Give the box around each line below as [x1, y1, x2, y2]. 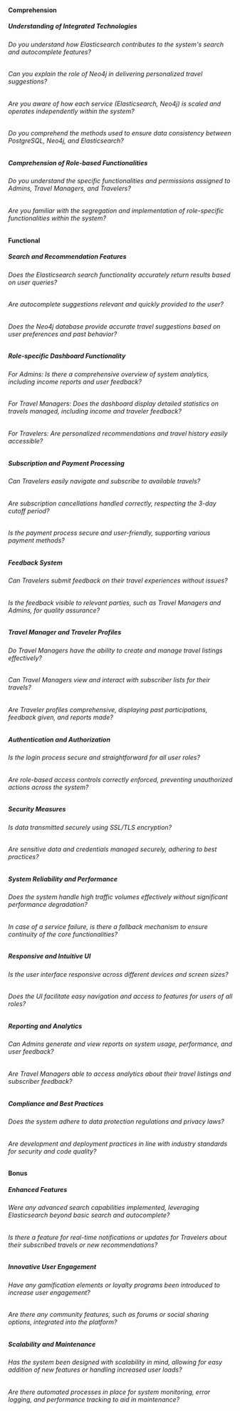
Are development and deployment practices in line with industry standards [8, 1139, 227, 1148]
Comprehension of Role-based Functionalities [8, 159, 148, 167]
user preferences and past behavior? [8, 329, 118, 338]
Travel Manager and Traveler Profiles [8, 628, 122, 637]
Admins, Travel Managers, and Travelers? [8, 184, 131, 193]
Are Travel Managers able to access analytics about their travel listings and [8, 1069, 231, 1078]
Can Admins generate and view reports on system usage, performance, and [8, 1040, 233, 1048]
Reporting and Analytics [8, 1022, 83, 1030]
